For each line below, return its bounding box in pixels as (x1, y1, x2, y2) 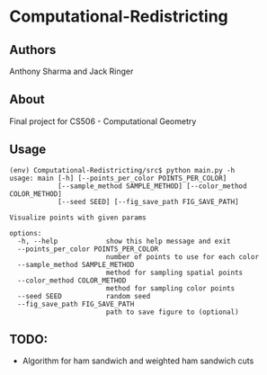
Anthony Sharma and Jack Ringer (9, 66, 134, 76)
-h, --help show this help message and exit (17, 237, 231, 246)
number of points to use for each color (105, 252, 259, 262)
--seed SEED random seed (17, 291, 151, 300)
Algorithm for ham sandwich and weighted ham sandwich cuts (22, 355, 254, 366)
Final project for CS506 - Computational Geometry (9, 115, 197, 127)
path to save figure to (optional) (105, 308, 240, 317)
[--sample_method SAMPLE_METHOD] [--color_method (57, 182, 247, 191)
